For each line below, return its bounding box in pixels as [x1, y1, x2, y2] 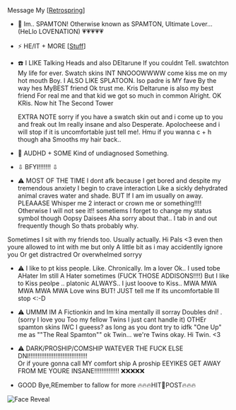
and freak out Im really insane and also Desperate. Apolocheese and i [17, 120, 220, 128]
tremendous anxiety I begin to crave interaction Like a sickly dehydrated [17, 184, 228, 192]
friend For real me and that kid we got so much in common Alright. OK [17, 91, 222, 100]
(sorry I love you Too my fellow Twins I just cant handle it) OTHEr [17, 315, 206, 324]
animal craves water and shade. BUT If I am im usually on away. [17, 191, 203, 200]
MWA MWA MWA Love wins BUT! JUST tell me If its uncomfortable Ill [17, 287, 220, 295]
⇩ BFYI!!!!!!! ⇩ [17, 163, 59, 171]
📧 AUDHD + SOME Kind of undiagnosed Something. [17, 149, 170, 157]
